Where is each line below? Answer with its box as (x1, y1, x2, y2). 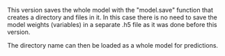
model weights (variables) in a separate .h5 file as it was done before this (7, 21, 217, 28)
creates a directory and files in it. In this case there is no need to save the (7, 13, 218, 21)
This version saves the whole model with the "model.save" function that (7, 6, 214, 14)
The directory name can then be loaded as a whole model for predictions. (7, 41, 218, 49)
